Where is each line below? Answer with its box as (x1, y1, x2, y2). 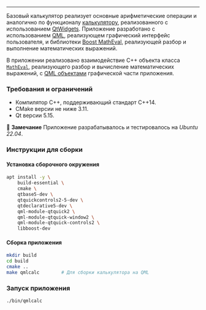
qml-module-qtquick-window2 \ (17, 214, 95, 221)
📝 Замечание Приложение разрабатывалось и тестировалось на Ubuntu (6, 124, 198, 131)
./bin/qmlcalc (6, 298, 43, 304)
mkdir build (6, 252, 37, 259)
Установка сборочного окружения (6, 161, 100, 168)
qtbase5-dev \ (17, 191, 53, 198)
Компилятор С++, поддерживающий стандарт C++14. (15, 99, 156, 106)
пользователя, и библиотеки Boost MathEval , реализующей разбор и (6, 38, 186, 45)
